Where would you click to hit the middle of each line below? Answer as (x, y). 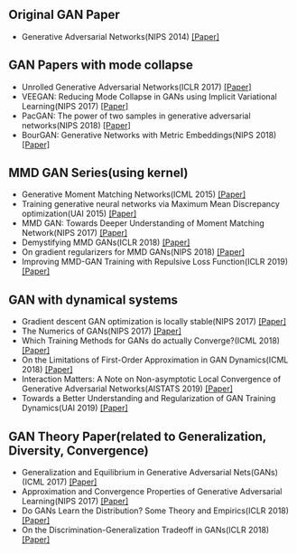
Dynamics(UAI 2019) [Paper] (74, 408)
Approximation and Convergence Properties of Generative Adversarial (152, 492)
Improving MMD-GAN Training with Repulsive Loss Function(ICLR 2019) (155, 262)
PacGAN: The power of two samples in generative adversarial (136, 116)
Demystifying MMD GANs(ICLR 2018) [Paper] (106, 242)
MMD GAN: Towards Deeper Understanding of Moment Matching (143, 223)
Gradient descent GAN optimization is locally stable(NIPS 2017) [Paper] (153, 322)
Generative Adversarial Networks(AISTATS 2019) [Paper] (127, 389)
